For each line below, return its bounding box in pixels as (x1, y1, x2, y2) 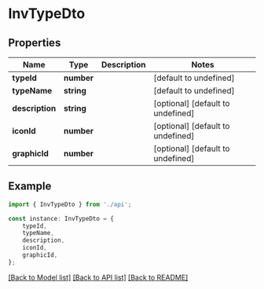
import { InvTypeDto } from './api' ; (8, 200, 132, 208)
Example (8, 180, 52, 193)
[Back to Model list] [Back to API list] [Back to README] (8, 273, 189, 282)
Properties (8, 36, 61, 49)
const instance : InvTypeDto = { (8, 214, 114, 222)
